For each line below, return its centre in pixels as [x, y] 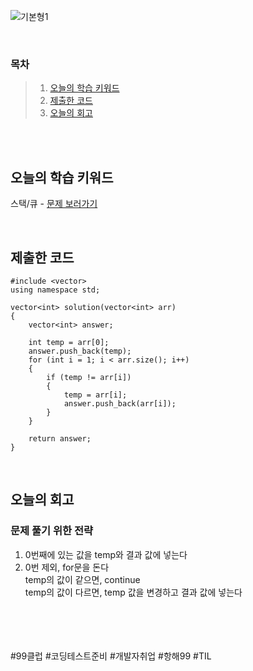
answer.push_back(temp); [80, 351]
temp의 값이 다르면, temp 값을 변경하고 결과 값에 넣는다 [133, 592]
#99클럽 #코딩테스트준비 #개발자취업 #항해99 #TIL [111, 656]
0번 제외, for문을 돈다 [67, 567]
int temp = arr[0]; [69, 342]
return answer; [60, 438]
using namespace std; [55, 290]
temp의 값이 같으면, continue [82, 579]
